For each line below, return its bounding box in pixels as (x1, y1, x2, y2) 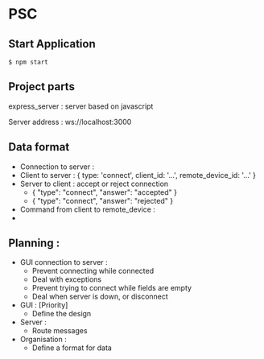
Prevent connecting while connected (31, 266, 155, 276)
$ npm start (8, 58, 48, 66)
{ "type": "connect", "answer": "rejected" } (31, 196, 174, 205)
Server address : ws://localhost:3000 (8, 117, 132, 126)
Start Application (8, 37, 96, 51)
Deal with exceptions (31, 274, 102, 284)
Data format (8, 140, 70, 154)
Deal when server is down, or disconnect (31, 291, 169, 302)
